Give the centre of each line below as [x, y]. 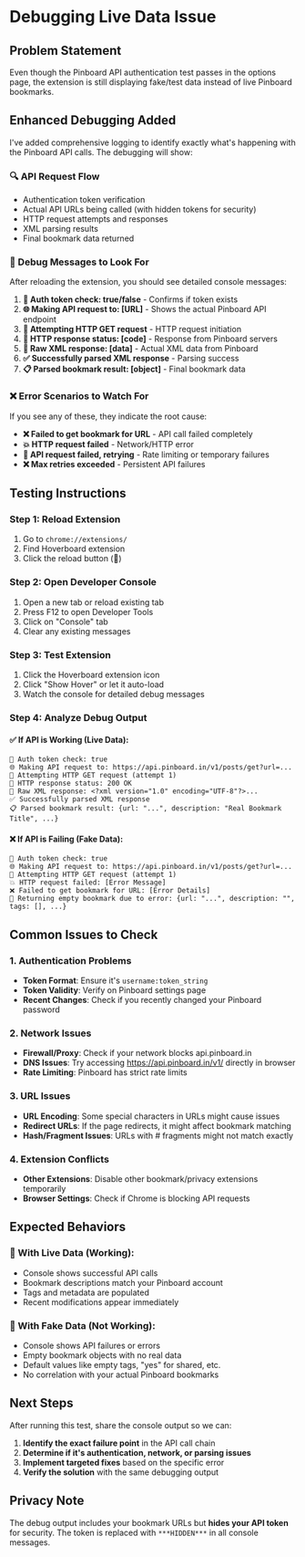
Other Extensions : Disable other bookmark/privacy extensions [140, 1178]
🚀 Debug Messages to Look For [80, 262]
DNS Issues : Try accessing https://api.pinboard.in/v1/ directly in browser [159, 1063]
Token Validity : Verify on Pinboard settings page [114, 990]
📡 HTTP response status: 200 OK [71, 784]
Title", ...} [34, 819]
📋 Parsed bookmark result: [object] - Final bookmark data [134, 369]
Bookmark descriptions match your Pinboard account [122, 1282]
